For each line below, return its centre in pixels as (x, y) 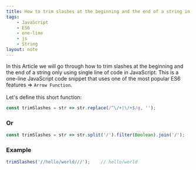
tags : (13, 17)
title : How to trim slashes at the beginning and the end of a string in (98, 11)
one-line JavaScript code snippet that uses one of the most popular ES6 (93, 78)
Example (19, 150)
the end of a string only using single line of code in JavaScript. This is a (92, 72)
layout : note (22, 50)
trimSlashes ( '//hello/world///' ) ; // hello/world (72, 162)
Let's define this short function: (44, 97)
